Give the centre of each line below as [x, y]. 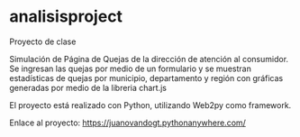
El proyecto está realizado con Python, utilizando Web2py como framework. [150, 105]
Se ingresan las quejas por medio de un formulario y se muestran [131, 68]
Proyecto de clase [43, 41]
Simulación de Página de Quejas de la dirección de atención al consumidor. [149, 59]
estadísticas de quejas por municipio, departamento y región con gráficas [146, 78]
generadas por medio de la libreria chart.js [88, 87]
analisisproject [66, 17]
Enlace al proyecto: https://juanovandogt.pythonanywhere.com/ [127, 123]
